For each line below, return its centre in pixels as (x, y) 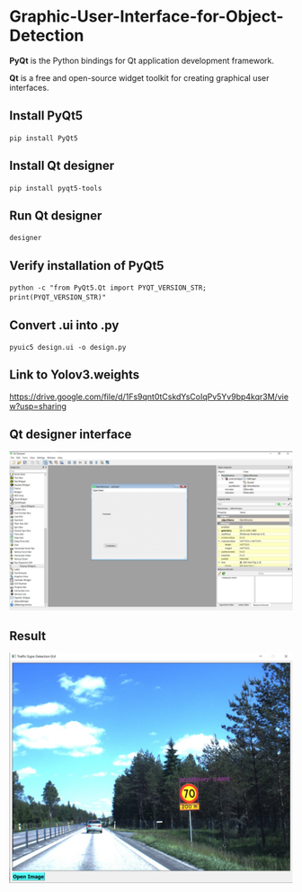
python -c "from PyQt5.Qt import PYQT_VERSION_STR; (108, 288)
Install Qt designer (62, 166)
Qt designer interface (71, 435)
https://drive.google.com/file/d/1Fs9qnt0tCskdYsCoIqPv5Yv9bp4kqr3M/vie (149, 397)
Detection (47, 36)
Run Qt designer (56, 215)
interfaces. (29, 87)
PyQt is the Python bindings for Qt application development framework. (142, 60)
